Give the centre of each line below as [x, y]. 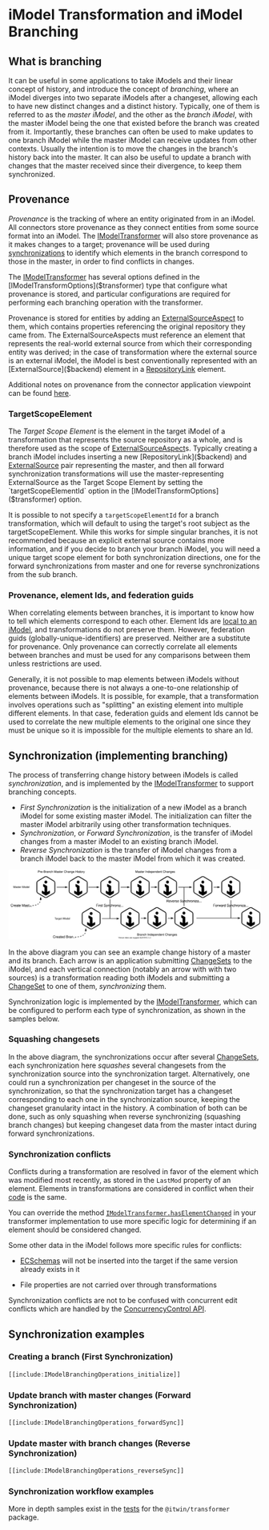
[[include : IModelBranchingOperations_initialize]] [94, 1375]
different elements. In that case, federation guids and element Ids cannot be [133, 713]
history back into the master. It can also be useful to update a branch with [130, 157]
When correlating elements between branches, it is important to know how [131, 613]
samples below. [34, 1019]
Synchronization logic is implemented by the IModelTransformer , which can [133, 1001]
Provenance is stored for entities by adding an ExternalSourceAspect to [126, 317]
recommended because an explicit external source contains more [116, 541]
